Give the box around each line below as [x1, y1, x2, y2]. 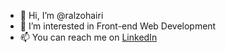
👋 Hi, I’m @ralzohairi [19, 10, 104, 21]
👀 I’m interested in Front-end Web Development [19, 20, 217, 32]
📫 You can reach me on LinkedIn [19, 31, 158, 43]
